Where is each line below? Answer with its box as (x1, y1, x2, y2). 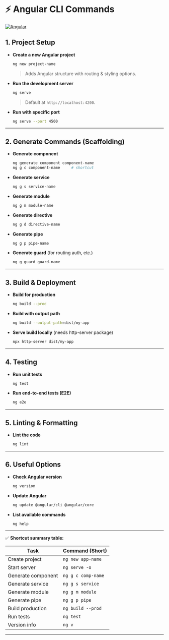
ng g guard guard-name (12, 260, 60, 265)
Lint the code (12, 432, 41, 438)
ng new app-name (62, 556, 102, 562)
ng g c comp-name (62, 573, 105, 578)
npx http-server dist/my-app (12, 339, 74, 344)
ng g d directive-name (12, 222, 60, 227)
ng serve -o (62, 565, 92, 570)
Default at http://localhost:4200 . (25, 99, 96, 105)
